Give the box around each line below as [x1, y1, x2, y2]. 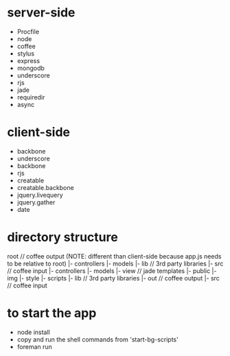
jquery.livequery [16, 191, 63, 199]
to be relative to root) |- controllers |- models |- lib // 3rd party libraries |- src [7, 259, 224, 268]
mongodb [16, 64, 45, 72]
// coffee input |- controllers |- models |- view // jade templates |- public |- [7, 266, 217, 275]
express [16, 56, 40, 64]
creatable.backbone [16, 183, 74, 191]
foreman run [16, 342, 53, 351]
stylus [16, 49, 35, 58]
